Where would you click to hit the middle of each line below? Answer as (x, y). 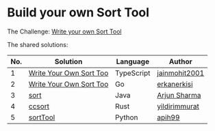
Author (181, 61)
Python (127, 117)
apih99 (168, 117)
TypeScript (133, 73)
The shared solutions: (38, 44)
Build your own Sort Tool (78, 13)
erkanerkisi (175, 84)
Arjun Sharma (179, 95)
